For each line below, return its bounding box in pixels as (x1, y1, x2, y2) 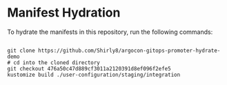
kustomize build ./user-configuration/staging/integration (7, 71, 181, 78)
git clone (7, 47, 36, 54)
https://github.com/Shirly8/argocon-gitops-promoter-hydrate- (37, 47, 221, 54)
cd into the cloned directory (13, 59, 100, 66)
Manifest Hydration (7, 5, 121, 21)
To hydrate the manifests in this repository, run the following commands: (7, 28, 213, 36)
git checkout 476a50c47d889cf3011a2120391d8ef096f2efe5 (7, 65, 171, 72)
